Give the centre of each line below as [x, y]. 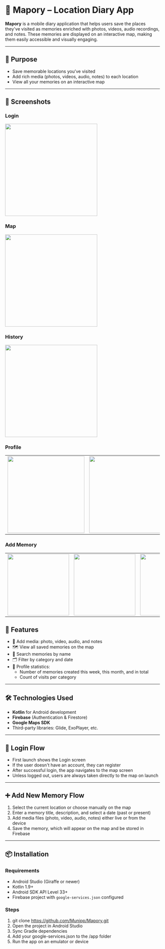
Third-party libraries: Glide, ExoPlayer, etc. [55, 728]
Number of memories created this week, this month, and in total [84, 672]
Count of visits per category [48, 677]
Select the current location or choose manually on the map [71, 807]
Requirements [22, 871]
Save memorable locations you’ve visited [54, 71]
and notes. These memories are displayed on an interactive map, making [79, 34]
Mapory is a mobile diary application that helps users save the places [75, 24]
